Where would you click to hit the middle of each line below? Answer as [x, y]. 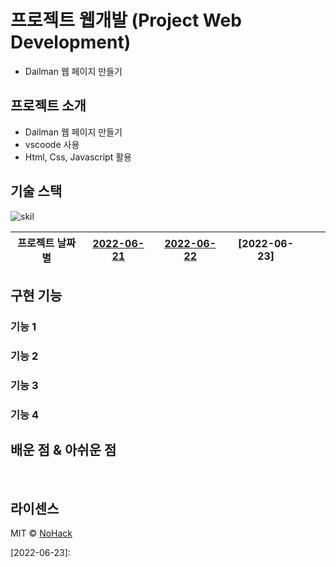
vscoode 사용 [52, 144]
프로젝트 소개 [48, 106]
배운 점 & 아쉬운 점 [63, 450]
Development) [71, 42]
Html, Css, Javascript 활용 [78, 157]
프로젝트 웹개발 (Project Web [126, 20]
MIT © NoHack [41, 533]
